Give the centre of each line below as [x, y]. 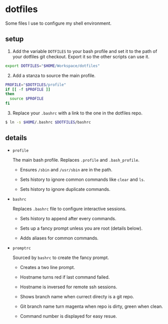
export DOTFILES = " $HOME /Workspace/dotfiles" [53, 66]
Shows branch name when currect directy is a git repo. [77, 296]
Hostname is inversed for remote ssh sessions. [68, 287]
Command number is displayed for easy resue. [68, 316]
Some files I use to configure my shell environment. [58, 23]
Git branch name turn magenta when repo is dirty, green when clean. [92, 306]
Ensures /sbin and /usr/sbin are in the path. [66, 169]
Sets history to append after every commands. [68, 218]
